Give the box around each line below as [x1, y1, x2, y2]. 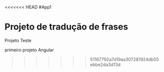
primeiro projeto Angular [4, 47, 55, 53]
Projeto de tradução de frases [4, 22, 128, 32]
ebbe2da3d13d [90, 61, 121, 68]
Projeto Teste [4, 37, 31, 43]
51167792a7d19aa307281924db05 [90, 56, 159, 62]
